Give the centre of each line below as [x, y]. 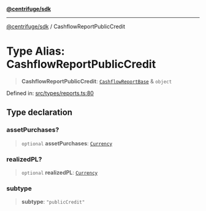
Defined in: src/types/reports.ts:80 [50, 93]
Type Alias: [36, 51]
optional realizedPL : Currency [59, 172]
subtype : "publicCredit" [53, 202]
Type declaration [39, 113]
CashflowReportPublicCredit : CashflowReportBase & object [97, 81]
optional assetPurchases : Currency [67, 143]
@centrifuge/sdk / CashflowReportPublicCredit [66, 26]
